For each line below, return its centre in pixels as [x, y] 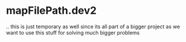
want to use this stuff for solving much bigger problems [73, 32]
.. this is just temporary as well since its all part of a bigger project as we [93, 26]
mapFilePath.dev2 [51, 11]
